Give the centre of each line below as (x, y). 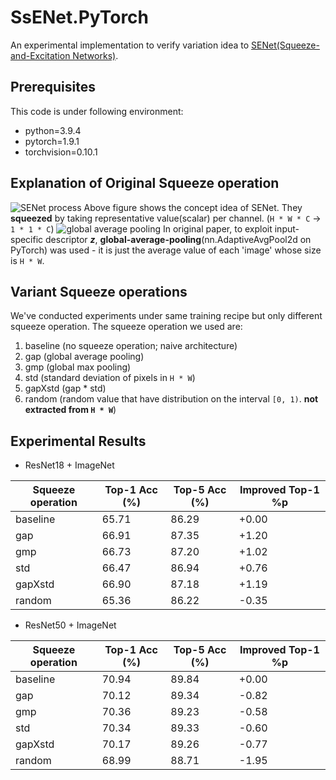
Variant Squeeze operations (99, 291)
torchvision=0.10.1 (61, 152)
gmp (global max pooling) (78, 367)
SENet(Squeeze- (285, 45)
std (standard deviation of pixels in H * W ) (110, 378)
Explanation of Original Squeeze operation (145, 183)
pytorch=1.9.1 (52, 141)
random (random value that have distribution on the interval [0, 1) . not (171, 399)
